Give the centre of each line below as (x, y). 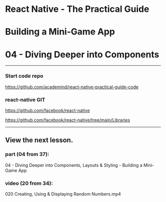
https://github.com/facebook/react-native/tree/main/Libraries (68, 120)
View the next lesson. (39, 140)
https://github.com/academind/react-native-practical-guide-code (72, 87)
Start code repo (24, 76)
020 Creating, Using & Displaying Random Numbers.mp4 (63, 194)
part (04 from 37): (27, 154)
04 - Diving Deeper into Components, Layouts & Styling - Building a (74, 165)
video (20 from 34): (29, 183)
